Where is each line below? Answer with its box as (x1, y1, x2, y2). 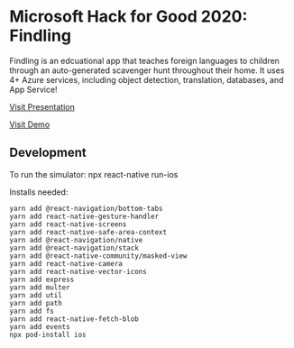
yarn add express (9, 275, 75, 284)
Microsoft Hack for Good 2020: (9, 6, 248, 27)
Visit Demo (9, 119, 51, 130)
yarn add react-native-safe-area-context (9, 227, 168, 236)
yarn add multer (9, 282, 70, 292)
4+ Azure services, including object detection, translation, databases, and (9, 74, 284, 85)
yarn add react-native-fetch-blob (9, 314, 140, 324)
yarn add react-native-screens (9, 219, 127, 229)
